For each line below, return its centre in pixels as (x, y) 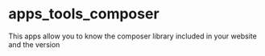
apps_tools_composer (84, 14)
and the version (34, 44)
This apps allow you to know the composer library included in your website (133, 36)
